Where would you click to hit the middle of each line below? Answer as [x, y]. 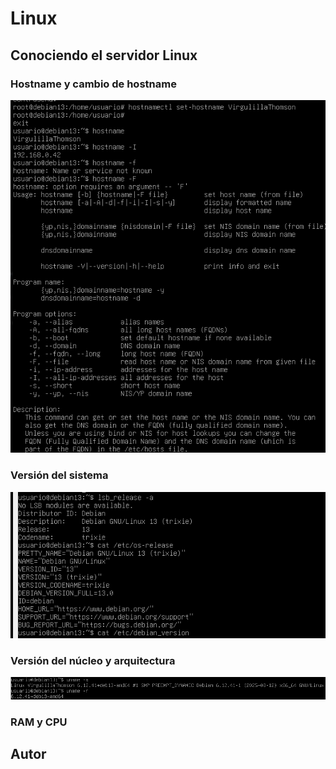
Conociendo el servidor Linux [104, 55]
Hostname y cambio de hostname [93, 84]
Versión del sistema [59, 475]
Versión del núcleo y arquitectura [93, 660]
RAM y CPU [39, 722]
